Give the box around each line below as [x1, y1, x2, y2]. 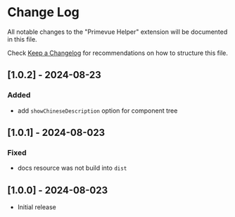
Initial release [17, 203, 56, 211]
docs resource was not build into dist [17, 163, 127, 173]
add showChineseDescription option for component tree [17, 106, 178, 115]
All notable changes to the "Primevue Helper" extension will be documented [7, 27, 228, 36]
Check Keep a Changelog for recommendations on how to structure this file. [7, 49, 229, 57]
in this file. [7, 35, 37, 43]
